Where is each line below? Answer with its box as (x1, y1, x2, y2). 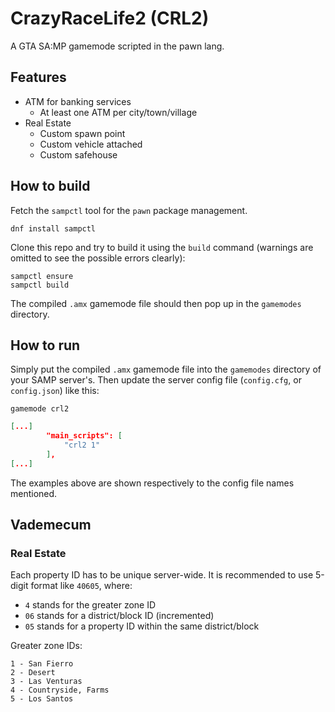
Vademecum (10, 517, 92, 534)
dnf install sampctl (10, 223, 97, 234)
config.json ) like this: (10, 385, 100, 397)
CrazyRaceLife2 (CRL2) (10, 7, 210, 30)
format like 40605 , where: (30, 580, 133, 592)
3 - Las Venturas (10, 677, 83, 687)
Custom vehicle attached (39, 138, 143, 150)
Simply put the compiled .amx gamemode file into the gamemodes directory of (10, 363, 322, 376)
